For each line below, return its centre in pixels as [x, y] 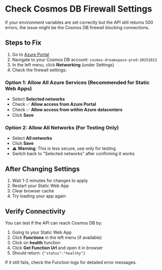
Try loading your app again [39, 196]
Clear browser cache [33, 191]
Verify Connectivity [35, 211]
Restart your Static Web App [40, 186]
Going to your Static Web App [42, 232]
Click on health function [36, 242]
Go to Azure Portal [31, 54]
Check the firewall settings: [39, 70]
